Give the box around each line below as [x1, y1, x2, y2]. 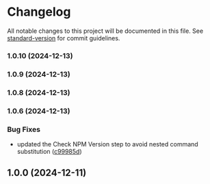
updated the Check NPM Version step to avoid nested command [16, 140, 198, 148]
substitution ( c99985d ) [16, 147, 82, 155]
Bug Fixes [7, 124, 41, 134]
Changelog [7, 4, 71, 20]
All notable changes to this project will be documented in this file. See [7, 27, 204, 35]
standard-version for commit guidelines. [7, 34, 120, 42]
